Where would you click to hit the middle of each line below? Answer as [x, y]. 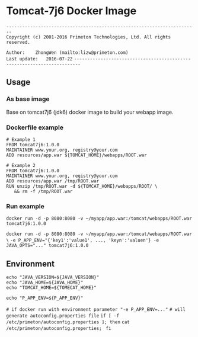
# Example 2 [21, 165]
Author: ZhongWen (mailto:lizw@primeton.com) [67, 52]
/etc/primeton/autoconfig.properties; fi [59, 329]
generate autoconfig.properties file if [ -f [63, 316]
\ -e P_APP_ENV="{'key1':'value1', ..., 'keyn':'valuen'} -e [83, 240]
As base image [28, 99]
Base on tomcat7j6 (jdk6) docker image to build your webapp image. [90, 112]
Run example [25, 206]
